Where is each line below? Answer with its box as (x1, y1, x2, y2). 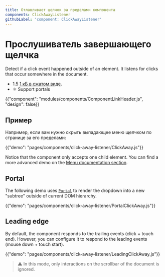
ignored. (17, 266, 35, 272)
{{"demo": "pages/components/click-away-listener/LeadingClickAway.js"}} (5, 251, 160, 257)
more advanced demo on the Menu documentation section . (5, 160, 128, 166)
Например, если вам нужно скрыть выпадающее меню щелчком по (5, 129, 152, 135)
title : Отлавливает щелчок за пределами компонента (5, 7, 115, 13)
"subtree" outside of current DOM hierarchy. (5, 192, 97, 199)
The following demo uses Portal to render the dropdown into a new (5, 187, 145, 193)
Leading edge (5, 217, 49, 226)
